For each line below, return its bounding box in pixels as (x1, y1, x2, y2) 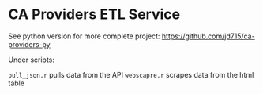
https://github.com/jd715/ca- (161, 31, 255, 41)
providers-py (8, 39, 51, 49)
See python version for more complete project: (8, 31, 160, 41)
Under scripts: (8, 55, 55, 64)
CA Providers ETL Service (8, 5, 180, 23)
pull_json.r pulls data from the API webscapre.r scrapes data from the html (8, 70, 254, 79)
